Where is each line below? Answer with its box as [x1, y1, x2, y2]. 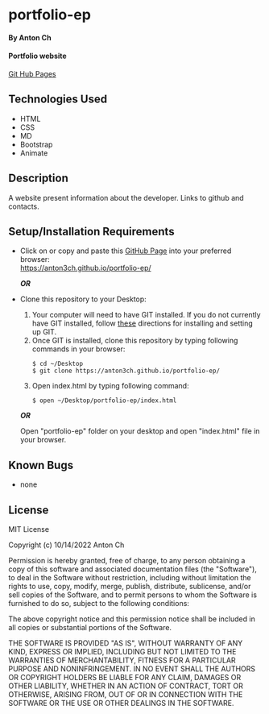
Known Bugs [8, 458, 74, 472]
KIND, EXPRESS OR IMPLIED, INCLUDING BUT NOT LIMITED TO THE [8, 647, 237, 657]
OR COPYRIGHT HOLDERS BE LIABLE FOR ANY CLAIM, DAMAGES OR [8, 673, 242, 683]
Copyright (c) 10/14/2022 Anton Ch [8, 540, 125, 550]
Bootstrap [19, 139, 53, 149]
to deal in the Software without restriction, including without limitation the [8, 573, 251, 583]
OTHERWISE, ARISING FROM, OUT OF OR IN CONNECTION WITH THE [8, 690, 243, 699]
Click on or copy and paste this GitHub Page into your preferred [19, 246, 232, 255]
